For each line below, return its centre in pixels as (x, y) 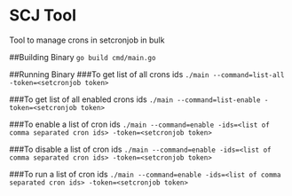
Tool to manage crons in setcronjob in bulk (87, 40)
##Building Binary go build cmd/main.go (83, 57)
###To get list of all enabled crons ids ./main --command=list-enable (135, 99)
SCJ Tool (43, 16)
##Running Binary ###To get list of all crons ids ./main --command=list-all (147, 74)
